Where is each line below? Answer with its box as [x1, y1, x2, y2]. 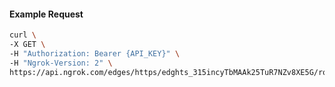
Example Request [9, 8, 84, 20]
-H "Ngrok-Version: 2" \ [9, 58, 113, 68]
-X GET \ [9, 40, 46, 50]
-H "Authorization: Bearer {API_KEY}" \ [9, 48, 181, 59]
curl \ [9, 30, 37, 40]
